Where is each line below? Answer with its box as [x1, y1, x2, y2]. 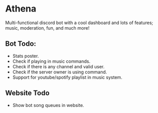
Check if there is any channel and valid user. [12, 63, 105, 69]
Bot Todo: [5, 40, 36, 48]
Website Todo [5, 89, 50, 97]
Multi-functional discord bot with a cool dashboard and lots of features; [5, 20, 153, 26]
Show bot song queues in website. [12, 102, 85, 108]
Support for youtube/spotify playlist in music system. [12, 74, 122, 80]
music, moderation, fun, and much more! [5, 25, 90, 31]
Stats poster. [12, 53, 39, 59]
